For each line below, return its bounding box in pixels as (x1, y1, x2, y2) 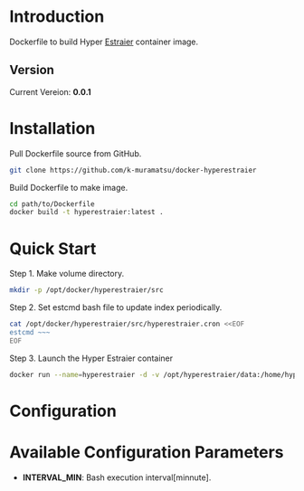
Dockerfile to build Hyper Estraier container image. (9, 36, 199, 47)
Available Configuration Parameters (9, 442, 284, 462)
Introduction (9, 6, 105, 27)
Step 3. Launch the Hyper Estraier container (9, 353, 174, 364)
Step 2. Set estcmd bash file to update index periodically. (9, 302, 223, 313)
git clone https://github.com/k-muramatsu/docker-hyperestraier (9, 165, 257, 175)
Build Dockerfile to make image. (9, 182, 128, 193)
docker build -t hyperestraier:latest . (9, 208, 165, 217)
